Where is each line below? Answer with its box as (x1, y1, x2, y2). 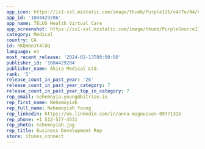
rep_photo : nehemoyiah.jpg (6, 122, 75, 128)
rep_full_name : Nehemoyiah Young (6, 105, 92, 111)
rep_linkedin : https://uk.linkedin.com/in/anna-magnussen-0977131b (6, 111, 182, 117)
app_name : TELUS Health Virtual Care (6, 20, 103, 26)
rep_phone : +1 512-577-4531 (6, 116, 78, 122)
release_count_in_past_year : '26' (6, 77, 95, 83)
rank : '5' (6, 71, 32, 77)
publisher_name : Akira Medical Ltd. (6, 65, 99, 72)
